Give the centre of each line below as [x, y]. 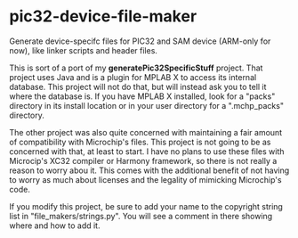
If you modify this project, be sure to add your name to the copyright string [146, 206]
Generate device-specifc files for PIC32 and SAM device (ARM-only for [140, 41]
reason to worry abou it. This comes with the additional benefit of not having [149, 170]
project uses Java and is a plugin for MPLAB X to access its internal [133, 77]
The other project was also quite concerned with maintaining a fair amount [146, 132]
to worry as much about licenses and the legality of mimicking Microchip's [145, 179]
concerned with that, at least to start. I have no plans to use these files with [147, 151]
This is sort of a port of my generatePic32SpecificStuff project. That [136, 68]
